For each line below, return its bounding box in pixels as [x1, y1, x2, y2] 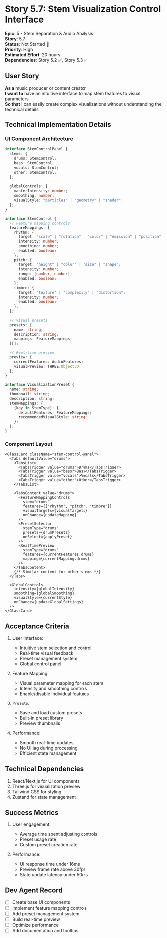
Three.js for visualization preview [12, 783, 81, 789]
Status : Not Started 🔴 [5, 41, 49, 47]
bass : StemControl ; [14, 161, 55, 166]
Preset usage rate [19, 836, 56, 842]
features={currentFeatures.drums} [23, 552, 94, 557]
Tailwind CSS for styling [12, 788, 62, 795]
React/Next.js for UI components [12, 778, 80, 784]
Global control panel [19, 661, 62, 667]
